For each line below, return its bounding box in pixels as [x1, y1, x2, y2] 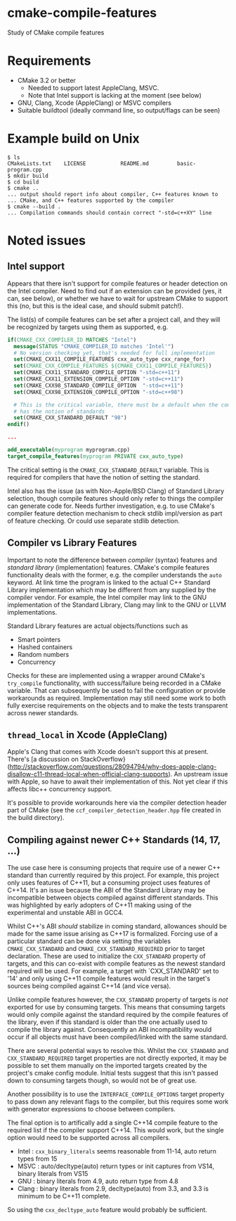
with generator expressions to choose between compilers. [7, 1105, 176, 1113]
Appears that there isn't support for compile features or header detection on [7, 279, 228, 288]
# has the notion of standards [13, 408, 105, 415]
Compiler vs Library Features [7, 537, 138, 549]
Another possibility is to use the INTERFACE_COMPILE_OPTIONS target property [7, 1090, 225, 1099]
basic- [176, 160, 197, 167]
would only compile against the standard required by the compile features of [7, 1011, 229, 1019]
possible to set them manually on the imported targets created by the [7, 1061, 207, 1070]
